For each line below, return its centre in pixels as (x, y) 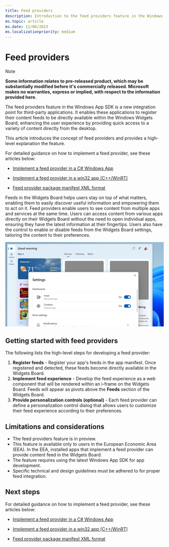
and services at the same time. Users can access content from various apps (84, 214)
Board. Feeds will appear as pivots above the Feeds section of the (81, 389)
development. (27, 465)
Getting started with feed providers (62, 341)
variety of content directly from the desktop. (51, 128)
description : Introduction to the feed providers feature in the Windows (84, 16)
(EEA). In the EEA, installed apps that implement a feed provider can (83, 449)
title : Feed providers (29, 11)
